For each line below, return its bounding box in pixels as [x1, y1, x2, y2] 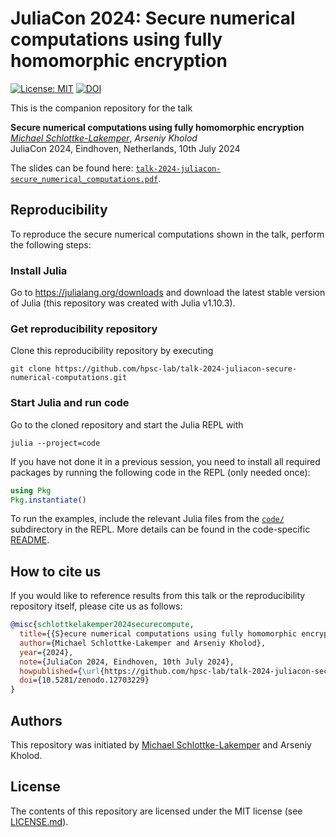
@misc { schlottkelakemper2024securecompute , [10, 620, 195, 630]
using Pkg [10, 485, 52, 496]
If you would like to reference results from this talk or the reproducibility [10, 590, 306, 602]
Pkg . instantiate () [10, 495, 87, 505]
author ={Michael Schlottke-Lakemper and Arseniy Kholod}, [19, 638, 267, 648]
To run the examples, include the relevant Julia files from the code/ [10, 513, 285, 525]
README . [10, 534, 50, 546]
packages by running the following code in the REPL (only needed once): [10, 466, 311, 478]
